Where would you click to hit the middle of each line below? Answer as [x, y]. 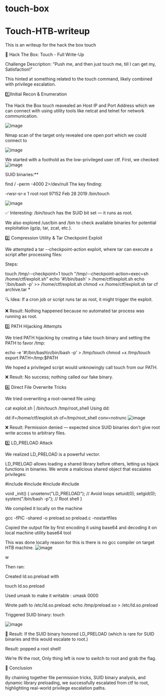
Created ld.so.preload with [32, 576]
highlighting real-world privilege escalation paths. [56, 688]
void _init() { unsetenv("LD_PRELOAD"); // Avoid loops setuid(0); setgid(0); [81, 494]
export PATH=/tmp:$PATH [32, 358]
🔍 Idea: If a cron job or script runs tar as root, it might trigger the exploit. [79, 299]
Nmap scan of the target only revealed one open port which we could [76, 135]
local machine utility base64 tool [38, 533]
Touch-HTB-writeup [47, 31]
